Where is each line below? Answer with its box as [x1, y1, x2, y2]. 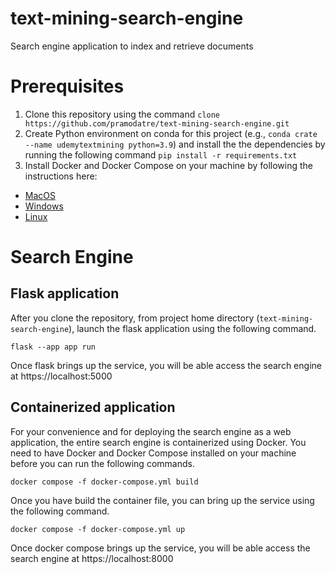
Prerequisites [10, 75, 125, 98]
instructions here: [24, 170, 98, 182]
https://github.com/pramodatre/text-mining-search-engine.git [24, 118, 290, 129]
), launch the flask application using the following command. [68, 322, 317, 334]
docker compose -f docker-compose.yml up [10, 524, 186, 534]
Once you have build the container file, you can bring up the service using [10, 494, 315, 506]
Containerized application [10, 399, 176, 416]
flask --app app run [10, 342, 97, 352]
